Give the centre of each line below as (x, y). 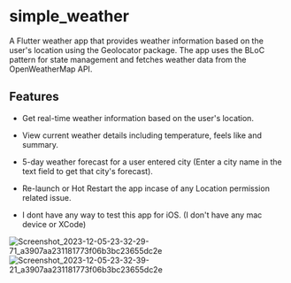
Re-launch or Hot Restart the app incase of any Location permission (145, 188)
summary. (40, 144)
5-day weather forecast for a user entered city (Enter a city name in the (152, 162)
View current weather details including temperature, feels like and (142, 135)
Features (34, 97)
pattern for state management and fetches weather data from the (128, 59)
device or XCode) (54, 224)
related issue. (47, 197)
